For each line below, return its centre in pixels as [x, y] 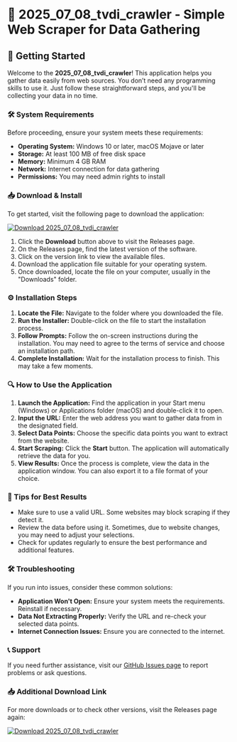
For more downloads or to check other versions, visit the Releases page [112, 710]
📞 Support [24, 650]
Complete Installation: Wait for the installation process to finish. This [118, 358]
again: [17, 717]
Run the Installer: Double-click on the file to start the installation [112, 320]
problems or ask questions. [47, 673]
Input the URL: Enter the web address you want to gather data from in [120, 418]
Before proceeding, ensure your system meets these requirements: [105, 133]
